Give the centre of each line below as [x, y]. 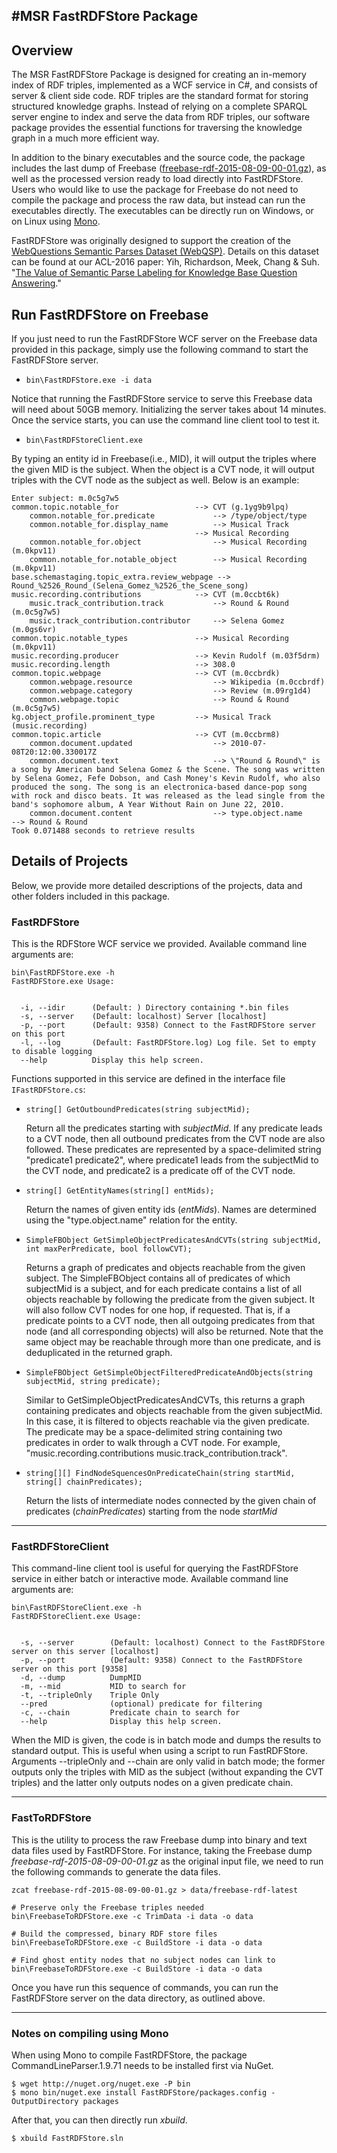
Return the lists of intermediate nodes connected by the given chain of [171, 1501]
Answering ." [36, 283]
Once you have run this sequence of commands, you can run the [145, 1987]
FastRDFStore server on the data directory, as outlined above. [138, 1998]
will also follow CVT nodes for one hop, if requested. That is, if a [158, 1310]
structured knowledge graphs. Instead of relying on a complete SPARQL [159, 106]
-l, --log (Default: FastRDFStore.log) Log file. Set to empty [168, 1043]
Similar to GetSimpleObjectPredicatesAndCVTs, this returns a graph [165, 1400]
